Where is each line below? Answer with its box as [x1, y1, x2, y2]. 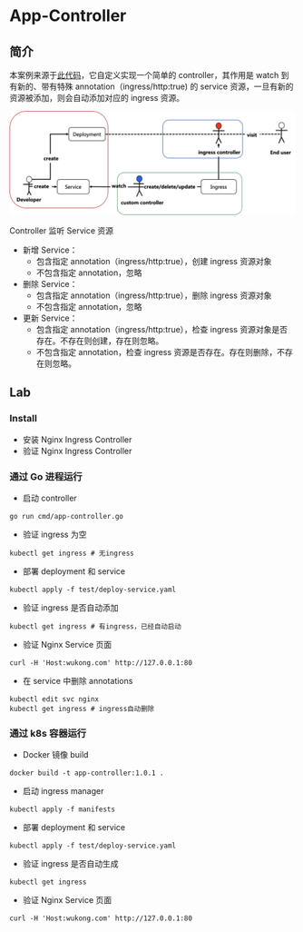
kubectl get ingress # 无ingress [9, 549, 134, 559]
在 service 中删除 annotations [22, 676, 133, 687]
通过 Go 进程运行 [9, 470, 83, 482]
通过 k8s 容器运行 [9, 728, 87, 739]
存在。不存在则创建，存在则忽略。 [35, 335, 164, 346]
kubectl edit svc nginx [9, 695, 100, 704]
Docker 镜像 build [22, 749, 89, 760]
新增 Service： [22, 244, 78, 255]
